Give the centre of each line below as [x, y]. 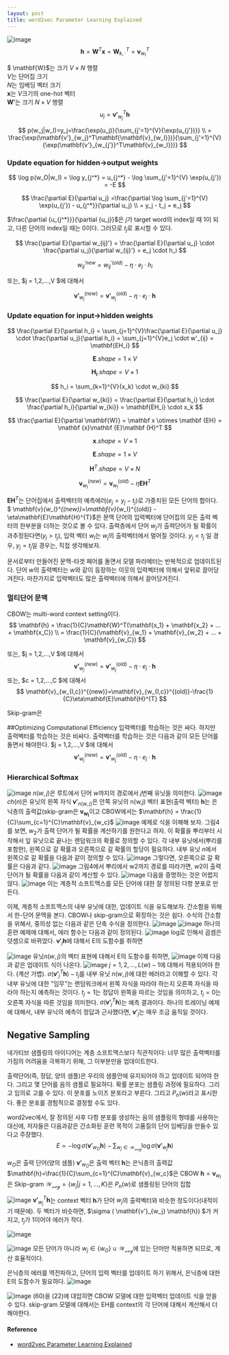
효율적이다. [29, 1258]
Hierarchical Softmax [43, 777]
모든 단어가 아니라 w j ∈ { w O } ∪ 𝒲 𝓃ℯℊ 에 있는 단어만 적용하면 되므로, [123, 1249]
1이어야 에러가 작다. [58, 1219]
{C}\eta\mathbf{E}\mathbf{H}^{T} [110, 698]
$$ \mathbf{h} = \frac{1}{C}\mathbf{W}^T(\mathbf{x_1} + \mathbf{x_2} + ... [115, 625]
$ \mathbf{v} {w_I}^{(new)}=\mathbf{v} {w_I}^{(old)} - [82, 509]
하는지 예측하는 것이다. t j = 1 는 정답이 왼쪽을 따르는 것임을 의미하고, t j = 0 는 [120, 993]
